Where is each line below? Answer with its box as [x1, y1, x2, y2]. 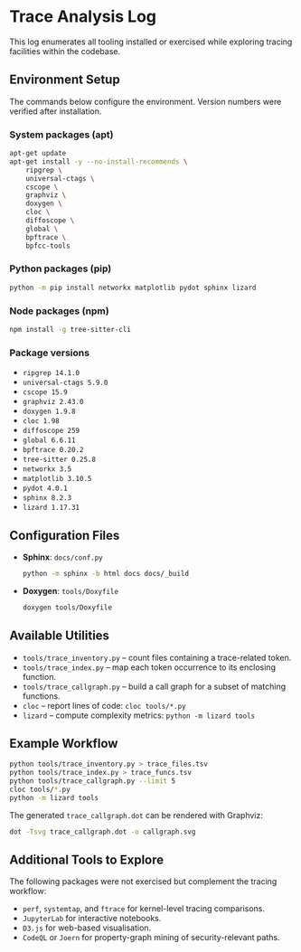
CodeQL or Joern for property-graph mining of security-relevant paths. [22, 932, 280, 943]
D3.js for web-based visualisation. [22, 922, 152, 933]
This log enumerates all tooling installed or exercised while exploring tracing [9, 36, 293, 47]
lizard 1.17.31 [22, 504, 80, 513]
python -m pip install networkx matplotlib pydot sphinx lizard [9, 283, 257, 292]
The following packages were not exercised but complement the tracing [9, 876, 277, 887]
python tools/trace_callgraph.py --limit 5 [9, 777, 176, 786]
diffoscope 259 [22, 427, 80, 436]
